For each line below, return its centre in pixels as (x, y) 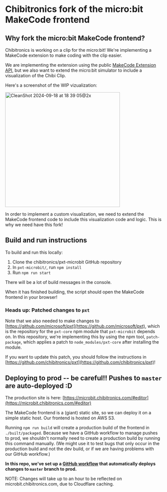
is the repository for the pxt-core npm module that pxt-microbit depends (80, 332)
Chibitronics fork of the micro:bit (74, 9)
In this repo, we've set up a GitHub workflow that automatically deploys (80, 464)
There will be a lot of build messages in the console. (58, 282)
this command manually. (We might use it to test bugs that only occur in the (83, 443)
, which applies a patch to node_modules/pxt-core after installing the (90, 342)
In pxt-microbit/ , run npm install (47, 267)
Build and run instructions (46, 240)
